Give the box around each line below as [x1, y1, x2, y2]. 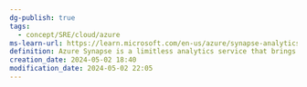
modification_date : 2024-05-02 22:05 [9, 64, 153, 73]
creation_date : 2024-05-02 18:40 [9, 55, 137, 64]
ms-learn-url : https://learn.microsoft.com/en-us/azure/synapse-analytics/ [9, 38, 304, 48]
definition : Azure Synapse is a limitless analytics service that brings [9, 47, 297, 56]
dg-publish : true [9, 13, 76, 23]
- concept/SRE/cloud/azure [17, 30, 121, 39]
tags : [9, 22, 30, 31]
